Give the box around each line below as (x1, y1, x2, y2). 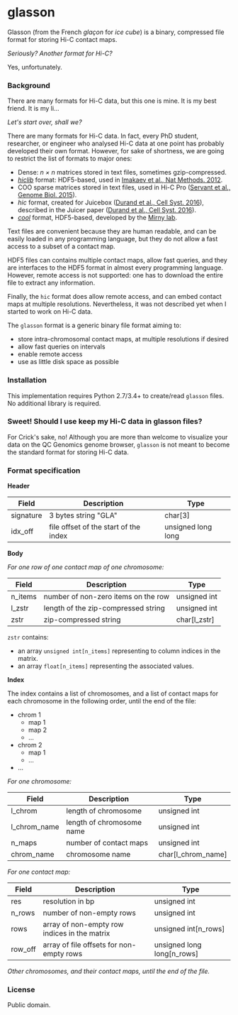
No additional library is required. (7, 399, 101, 407)
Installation (7, 375, 47, 385)
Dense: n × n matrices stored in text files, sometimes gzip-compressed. (17, 168, 227, 177)
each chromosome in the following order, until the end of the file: (7, 697, 197, 706)
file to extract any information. (7, 278, 96, 287)
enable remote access (17, 350, 83, 358)
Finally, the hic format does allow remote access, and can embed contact (7, 292, 222, 301)
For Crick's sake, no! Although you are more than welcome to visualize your (7, 432, 228, 441)
